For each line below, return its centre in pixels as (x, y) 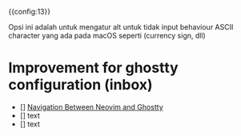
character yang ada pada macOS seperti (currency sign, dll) (107, 36)
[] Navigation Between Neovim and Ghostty (92, 106)
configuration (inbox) (81, 85)
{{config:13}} (29, 12)
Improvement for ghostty (93, 68)
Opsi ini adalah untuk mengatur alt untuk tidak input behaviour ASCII (121, 27)
